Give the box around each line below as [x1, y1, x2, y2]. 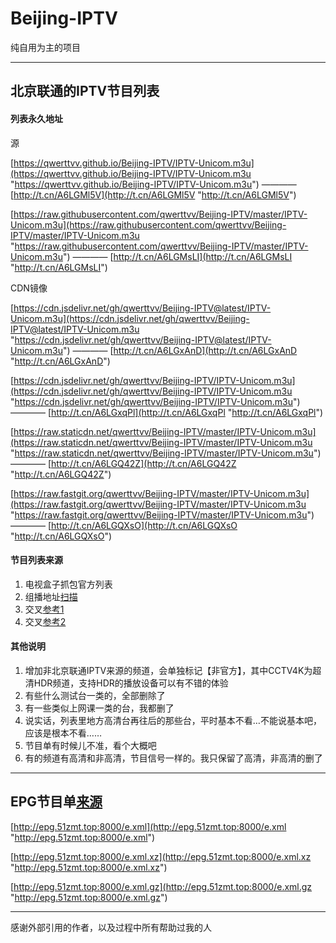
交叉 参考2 [24, 615, 67, 627]
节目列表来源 [10, 554, 63, 566]
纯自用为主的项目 [10, 41, 81, 53]
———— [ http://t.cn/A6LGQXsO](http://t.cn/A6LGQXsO [10, 519, 238, 531]
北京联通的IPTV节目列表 [10, 83, 160, 100]
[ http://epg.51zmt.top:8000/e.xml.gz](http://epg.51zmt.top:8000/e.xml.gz [10, 880, 313, 892]
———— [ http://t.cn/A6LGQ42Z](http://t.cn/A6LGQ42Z [10, 457, 237, 469]
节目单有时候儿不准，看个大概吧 [24, 739, 157, 751]
